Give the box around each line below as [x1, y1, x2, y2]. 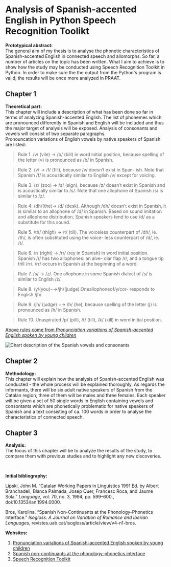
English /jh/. [17, 291, 43, 297]
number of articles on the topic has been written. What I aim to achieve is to [5, 58, 165, 64]
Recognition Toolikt [5, 26, 89, 37]
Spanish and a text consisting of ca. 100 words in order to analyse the [5, 408, 152, 415]
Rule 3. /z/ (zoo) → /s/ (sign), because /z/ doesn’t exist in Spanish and [17, 182, 165, 188]
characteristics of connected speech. [5, 413, 84, 420]
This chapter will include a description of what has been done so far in [5, 108, 153, 115]
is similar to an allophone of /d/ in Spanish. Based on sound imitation [17, 208, 162, 214]
